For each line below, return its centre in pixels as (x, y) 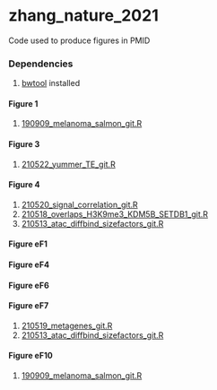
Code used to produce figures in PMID (79, 40)
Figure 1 (23, 103)
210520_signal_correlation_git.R (79, 204)
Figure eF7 (29, 306)
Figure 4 (25, 185)
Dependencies (41, 64)
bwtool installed (51, 83)
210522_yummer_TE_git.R (68, 164)
